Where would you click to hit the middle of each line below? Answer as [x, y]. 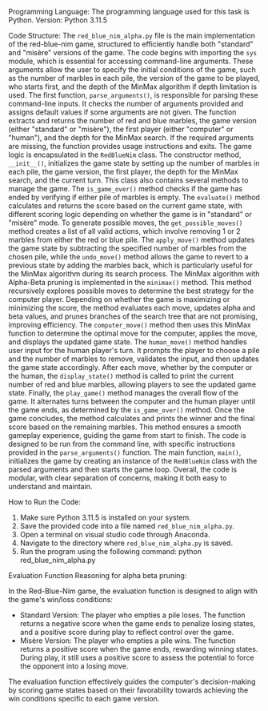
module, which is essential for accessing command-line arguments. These [131, 61]
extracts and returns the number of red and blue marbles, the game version [133, 121]
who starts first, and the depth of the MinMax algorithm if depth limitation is [133, 86]
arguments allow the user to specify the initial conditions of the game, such [132, 70]
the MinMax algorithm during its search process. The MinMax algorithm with [134, 274]
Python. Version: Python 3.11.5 [58, 20]
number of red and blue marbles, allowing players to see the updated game [132, 384]
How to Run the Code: [45, 502]
